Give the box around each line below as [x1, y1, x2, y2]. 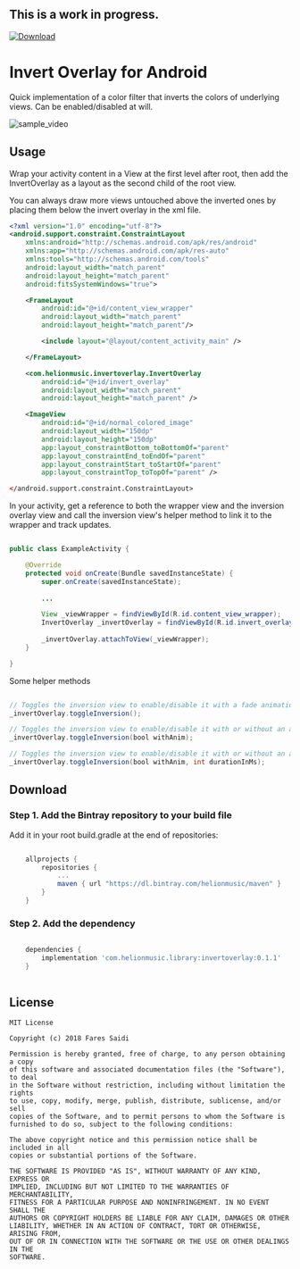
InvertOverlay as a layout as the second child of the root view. [9, 178, 237, 188]
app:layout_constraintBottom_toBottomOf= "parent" [41, 443, 229, 452]
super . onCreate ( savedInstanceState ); [41, 577, 181, 586]
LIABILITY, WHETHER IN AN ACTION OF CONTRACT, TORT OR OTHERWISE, [9, 1222, 262, 1231]
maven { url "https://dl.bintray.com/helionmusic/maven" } [56, 880, 281, 889]
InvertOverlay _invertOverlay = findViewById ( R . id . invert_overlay [41, 618, 294, 628]
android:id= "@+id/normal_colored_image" [41, 419, 194, 428]
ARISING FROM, [9, 1230, 62, 1239]
